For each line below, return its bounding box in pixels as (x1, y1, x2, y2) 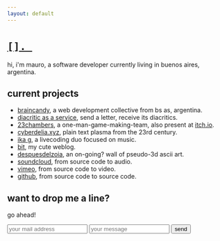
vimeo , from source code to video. (17, 165, 117, 173)
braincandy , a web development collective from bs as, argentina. (17, 106, 203, 114)
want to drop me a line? (7, 192, 110, 204)
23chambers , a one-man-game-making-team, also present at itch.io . (17, 120, 214, 129)
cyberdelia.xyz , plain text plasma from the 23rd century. (17, 128, 178, 136)
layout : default (7, 10, 54, 17)
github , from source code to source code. (17, 172, 137, 181)
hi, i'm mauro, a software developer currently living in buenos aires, (7, 60, 200, 69)
